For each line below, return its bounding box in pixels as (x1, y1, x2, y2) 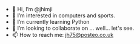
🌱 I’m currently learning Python (12, 18, 90, 25)
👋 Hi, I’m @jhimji (12, 6, 53, 12)
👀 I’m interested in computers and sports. (12, 12, 115, 19)
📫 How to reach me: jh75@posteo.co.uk (12, 32, 114, 38)
